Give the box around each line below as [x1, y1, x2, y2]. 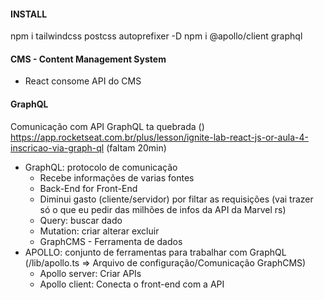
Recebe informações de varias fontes [39, 171, 195, 184]
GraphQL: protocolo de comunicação [24, 161, 178, 173]
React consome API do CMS [24, 75, 142, 87]
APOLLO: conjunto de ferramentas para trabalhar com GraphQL [24, 246, 287, 258]
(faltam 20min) [106, 141, 167, 154]
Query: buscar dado [39, 214, 123, 226]
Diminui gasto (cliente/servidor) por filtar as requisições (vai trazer [39, 193, 314, 205]
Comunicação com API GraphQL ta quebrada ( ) [10, 120, 205, 132]
